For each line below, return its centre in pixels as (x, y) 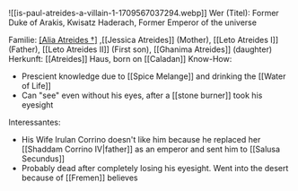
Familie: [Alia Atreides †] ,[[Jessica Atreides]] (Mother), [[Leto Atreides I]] (144, 40)
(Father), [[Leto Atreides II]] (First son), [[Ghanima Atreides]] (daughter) (140, 49)
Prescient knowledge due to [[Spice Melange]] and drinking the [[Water (153, 76)
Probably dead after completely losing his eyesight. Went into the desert (155, 168)
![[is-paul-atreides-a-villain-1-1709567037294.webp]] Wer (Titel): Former (144, 13)
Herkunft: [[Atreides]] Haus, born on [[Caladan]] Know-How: (120, 59)
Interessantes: (35, 122)
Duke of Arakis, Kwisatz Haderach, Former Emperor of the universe (133, 22)
